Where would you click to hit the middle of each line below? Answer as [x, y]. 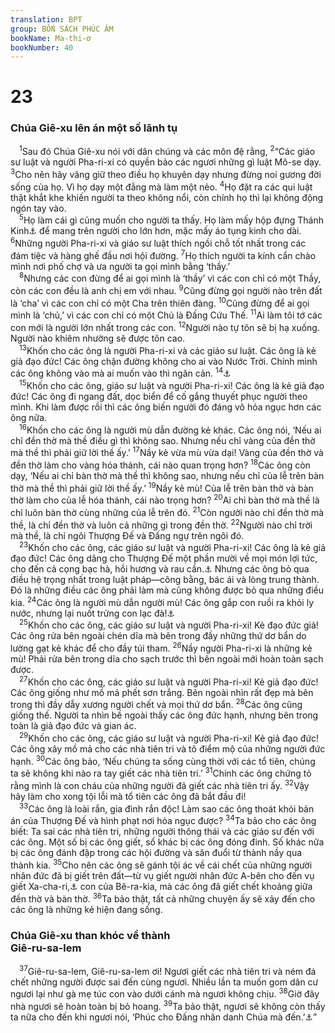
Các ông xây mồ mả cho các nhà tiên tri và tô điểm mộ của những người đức [168, 749]
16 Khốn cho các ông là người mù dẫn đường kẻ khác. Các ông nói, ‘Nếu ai [170, 429]
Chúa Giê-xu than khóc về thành [90, 935]
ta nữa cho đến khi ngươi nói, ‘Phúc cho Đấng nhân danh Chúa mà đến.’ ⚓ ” [164, 1017]
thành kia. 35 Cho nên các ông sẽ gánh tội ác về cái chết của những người [161, 864]
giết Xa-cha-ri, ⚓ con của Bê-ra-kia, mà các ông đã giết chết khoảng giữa [161, 887]
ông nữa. [29, 417]
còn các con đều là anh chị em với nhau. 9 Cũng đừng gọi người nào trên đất [166, 289]
